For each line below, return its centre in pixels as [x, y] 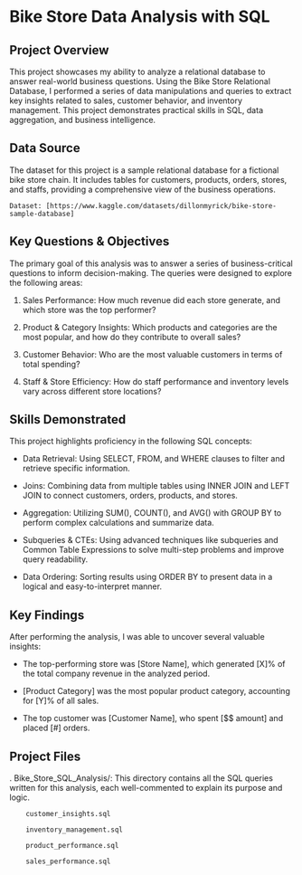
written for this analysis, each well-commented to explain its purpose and [146, 788]
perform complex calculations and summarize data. [118, 523]
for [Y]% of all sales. [61, 701]
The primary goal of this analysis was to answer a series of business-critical [151, 263]
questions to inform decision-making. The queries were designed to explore [151, 272]
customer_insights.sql [68, 814]
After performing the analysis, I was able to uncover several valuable [137, 637]
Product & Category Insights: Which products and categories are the [150, 327]
